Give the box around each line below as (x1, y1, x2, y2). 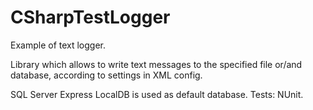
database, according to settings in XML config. (10, 69, 203, 81)
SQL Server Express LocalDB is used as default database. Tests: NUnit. (10, 88, 304, 100)
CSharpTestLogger (10, 6, 171, 29)
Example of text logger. (10, 39, 107, 51)
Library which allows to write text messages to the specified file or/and (10, 58, 303, 70)
